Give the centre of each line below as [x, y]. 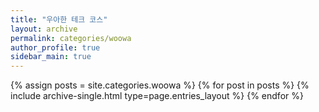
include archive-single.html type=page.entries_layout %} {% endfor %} [157, 96]
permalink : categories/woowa [71, 38]
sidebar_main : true [51, 57]
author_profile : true [55, 47]
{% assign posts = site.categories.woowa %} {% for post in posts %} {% [160, 85]
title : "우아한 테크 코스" [59, 19]
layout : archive [44, 29]
